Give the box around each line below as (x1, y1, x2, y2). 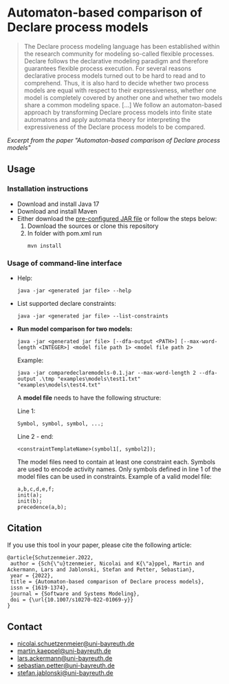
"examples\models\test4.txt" (17, 381, 101, 388)
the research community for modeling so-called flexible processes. (23, 50, 215, 58)
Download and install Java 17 (17, 200, 100, 208)
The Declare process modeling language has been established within (23, 42, 220, 50)
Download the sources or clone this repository (27, 222, 159, 230)
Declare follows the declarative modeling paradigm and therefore (23, 56, 208, 65)
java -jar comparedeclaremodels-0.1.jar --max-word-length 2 (17, 369, 197, 376)
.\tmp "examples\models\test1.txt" (39, 375, 141, 382)
